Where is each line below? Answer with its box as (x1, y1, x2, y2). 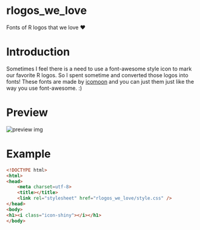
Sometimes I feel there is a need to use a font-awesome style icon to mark (6, 65, 192, 72)
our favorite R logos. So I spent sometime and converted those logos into (6, 71, 189, 79)
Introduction (6, 45, 70, 59)
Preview (6, 106, 48, 120)
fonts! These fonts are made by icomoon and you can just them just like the (6, 78, 195, 85)
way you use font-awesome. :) (6, 84, 82, 92)
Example (6, 147, 51, 161)
